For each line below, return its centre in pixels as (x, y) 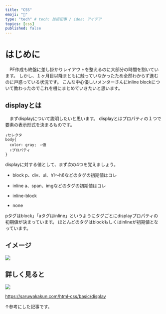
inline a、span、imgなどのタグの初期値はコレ (59, 185)
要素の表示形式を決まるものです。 (40, 124)
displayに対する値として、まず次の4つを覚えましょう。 (62, 164)
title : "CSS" (19, 10)
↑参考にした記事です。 (29, 306)
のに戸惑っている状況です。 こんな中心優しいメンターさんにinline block (78, 82)
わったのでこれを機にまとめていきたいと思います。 (71, 88)
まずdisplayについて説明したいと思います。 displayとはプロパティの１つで (85, 118)
